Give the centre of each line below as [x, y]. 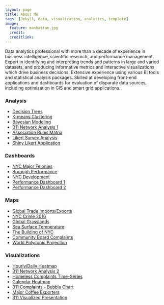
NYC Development [31, 177]
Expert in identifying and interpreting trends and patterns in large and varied [82, 62]
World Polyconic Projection [40, 242]
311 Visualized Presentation [40, 298]
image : [12, 23]
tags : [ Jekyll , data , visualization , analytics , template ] [67, 19]
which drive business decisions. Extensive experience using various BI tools [82, 72]
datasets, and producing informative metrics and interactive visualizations [80, 67]
